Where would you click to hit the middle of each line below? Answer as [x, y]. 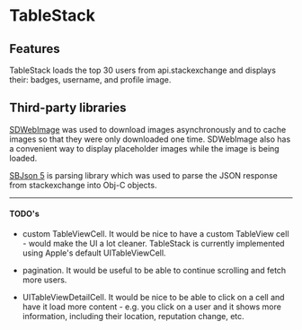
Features [35, 49]
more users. [44, 280]
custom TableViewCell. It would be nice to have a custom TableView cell [155, 234]
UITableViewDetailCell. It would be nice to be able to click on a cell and [153, 298]
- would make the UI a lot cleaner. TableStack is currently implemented [153, 244]
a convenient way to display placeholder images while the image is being [145, 148]
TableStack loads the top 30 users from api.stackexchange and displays [143, 70]
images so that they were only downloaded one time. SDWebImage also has [150, 139]
